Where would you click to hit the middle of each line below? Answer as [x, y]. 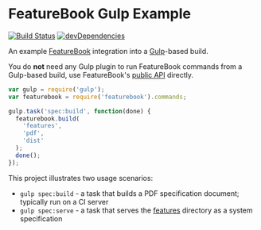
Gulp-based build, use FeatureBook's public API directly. [101, 75]
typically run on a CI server [64, 201]
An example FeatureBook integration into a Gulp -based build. [108, 51]
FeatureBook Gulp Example [99, 14]
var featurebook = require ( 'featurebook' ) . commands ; [97, 97]
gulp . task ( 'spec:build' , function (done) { [80, 111]
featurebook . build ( [48, 119]
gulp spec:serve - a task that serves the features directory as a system [136, 210]
